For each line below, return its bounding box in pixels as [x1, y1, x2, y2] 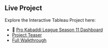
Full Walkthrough [11, 37, 47, 43]
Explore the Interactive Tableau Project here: [4, 17, 96, 23]
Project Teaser [11, 32, 42, 38]
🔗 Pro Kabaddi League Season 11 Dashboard [11, 27, 103, 33]
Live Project [4, 4, 43, 12]
